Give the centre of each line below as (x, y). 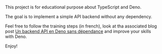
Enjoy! (12, 46)
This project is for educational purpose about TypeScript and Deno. (73, 7)
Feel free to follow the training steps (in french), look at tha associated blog (81, 26)
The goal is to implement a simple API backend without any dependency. (79, 16)
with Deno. (16, 37)
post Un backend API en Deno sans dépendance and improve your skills (78, 31)
